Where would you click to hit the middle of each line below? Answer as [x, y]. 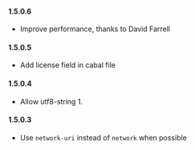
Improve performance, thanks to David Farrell [95, 29]
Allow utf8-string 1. [51, 101]
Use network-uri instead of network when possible [103, 137]
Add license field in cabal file [68, 65]
